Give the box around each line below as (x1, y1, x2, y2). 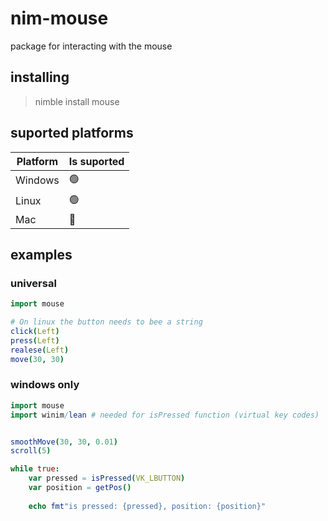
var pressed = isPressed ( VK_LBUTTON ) (28, 473, 186, 484)
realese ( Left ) (10, 345, 70, 355)
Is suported (68, 154, 125, 168)
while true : (10, 464, 60, 474)
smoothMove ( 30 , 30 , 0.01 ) (10, 437, 118, 447)
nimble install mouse (34, 95, 120, 107)
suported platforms (10, 125, 134, 142)
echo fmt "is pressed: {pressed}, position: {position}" (28, 501, 267, 511)
